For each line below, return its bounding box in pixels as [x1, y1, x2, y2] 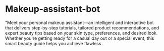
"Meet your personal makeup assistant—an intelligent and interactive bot [5, 20, 154, 25]
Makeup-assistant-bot [5, 3, 100, 15]
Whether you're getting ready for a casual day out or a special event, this [5, 35, 155, 41]
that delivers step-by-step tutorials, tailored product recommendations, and [5, 25, 160, 30]
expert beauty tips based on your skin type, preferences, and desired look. [5, 30, 158, 36]
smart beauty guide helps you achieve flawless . [5, 40, 104, 46]
